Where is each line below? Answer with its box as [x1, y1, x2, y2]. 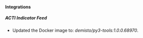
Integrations [5, 4, 31, 10]
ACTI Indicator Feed [5, 15, 47, 21]
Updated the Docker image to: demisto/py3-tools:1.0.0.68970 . [12, 27, 139, 33]
